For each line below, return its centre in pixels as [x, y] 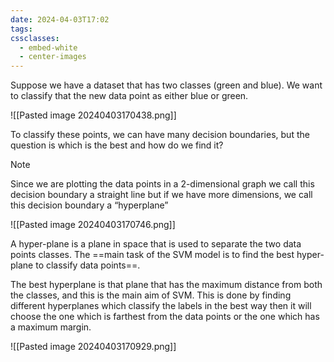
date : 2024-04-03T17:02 [60, 19]
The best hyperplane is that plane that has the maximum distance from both [166, 285]
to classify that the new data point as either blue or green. [129, 96]
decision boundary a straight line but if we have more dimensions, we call [161, 195]
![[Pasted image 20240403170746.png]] [93, 225]
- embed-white [48, 47]
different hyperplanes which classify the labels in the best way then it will [161, 306]
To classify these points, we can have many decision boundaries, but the [160, 135]
